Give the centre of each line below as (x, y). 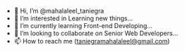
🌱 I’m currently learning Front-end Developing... (83, 26)
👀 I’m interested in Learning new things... (73, 18)
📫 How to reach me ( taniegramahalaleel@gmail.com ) (92, 41)
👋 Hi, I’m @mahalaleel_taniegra (59, 11)
